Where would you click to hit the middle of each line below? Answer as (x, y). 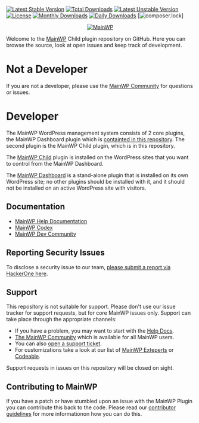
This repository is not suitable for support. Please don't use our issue (91, 307)
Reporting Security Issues (56, 253)
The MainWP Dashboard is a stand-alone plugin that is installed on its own (97, 175)
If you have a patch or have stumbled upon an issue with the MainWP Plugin (99, 401)
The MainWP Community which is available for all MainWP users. (94, 337)
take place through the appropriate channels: (62, 319)
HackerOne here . (27, 273)
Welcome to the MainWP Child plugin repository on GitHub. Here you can (96, 39)
